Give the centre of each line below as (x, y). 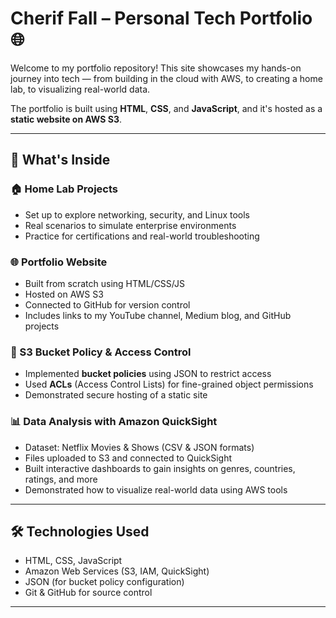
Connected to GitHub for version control (107, 304)
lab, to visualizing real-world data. (80, 89)
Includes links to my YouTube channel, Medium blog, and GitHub (158, 315)
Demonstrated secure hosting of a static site (116, 395)
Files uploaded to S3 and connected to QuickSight (128, 458)
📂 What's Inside (60, 160)
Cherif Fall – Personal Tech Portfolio (161, 18)
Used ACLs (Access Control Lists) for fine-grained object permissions (169, 384)
